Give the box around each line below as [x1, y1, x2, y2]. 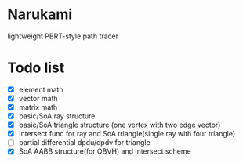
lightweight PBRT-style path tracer [7, 31, 119, 41]
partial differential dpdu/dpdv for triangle [18, 138, 151, 147]
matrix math [18, 103, 58, 111]
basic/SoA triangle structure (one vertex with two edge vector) [18, 120, 221, 130]
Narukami [7, 5, 73, 24]
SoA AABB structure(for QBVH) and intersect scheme [18, 147, 191, 156]
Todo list [7, 59, 65, 77]
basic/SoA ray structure [18, 111, 96, 121]
